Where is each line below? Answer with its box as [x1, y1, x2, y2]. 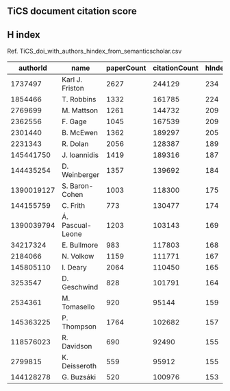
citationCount [153, 63, 199, 73]
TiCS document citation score [7, 5, 137, 17]
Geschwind [61, 283, 99, 292]
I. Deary [61, 263, 87, 272]
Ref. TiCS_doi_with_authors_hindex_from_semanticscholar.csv [7, 47, 182, 56]
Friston [61, 84, 84, 93]
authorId [18, 63, 47, 73]
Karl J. [61, 75, 83, 84]
